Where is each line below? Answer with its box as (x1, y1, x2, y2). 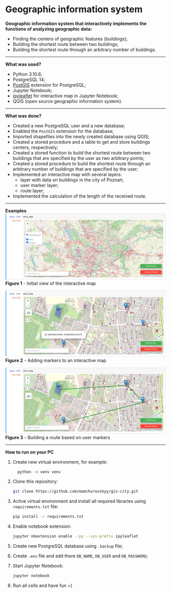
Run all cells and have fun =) (12, 582, 73, 588)
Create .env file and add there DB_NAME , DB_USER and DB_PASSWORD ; (12, 553, 148, 559)
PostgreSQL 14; (12, 76, 46, 83)
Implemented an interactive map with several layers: (12, 171, 122, 177)
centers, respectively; (12, 144, 59, 150)
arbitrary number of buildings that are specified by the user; (12, 166, 138, 172)
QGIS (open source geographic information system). (12, 98, 123, 104)
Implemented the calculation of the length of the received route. (12, 193, 147, 199)
